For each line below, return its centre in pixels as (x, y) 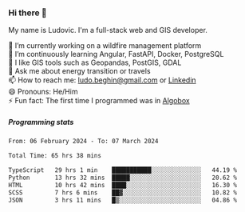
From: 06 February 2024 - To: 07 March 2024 (83, 142)
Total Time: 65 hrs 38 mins (55, 156)
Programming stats (41, 122)
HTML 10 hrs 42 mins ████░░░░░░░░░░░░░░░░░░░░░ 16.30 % (123, 185)
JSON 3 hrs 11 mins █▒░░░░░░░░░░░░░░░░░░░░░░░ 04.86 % (123, 200)
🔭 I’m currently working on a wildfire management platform (105, 46)
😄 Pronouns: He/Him (43, 92)
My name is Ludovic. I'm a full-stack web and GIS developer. (108, 30)
